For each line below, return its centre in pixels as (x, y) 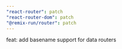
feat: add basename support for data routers (61, 40)
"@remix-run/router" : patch (41, 23)
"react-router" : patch (35, 12)
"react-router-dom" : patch (40, 17)
